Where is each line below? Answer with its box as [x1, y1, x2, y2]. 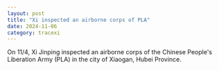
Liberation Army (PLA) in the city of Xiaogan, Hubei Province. [7, 56, 182, 64]
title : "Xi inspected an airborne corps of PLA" [7, 16, 150, 23]
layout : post [7, 10, 45, 17]
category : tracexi [7, 29, 60, 36]
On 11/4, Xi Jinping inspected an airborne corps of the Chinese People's [7, 48, 213, 56]
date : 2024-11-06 [7, 23, 58, 30]
